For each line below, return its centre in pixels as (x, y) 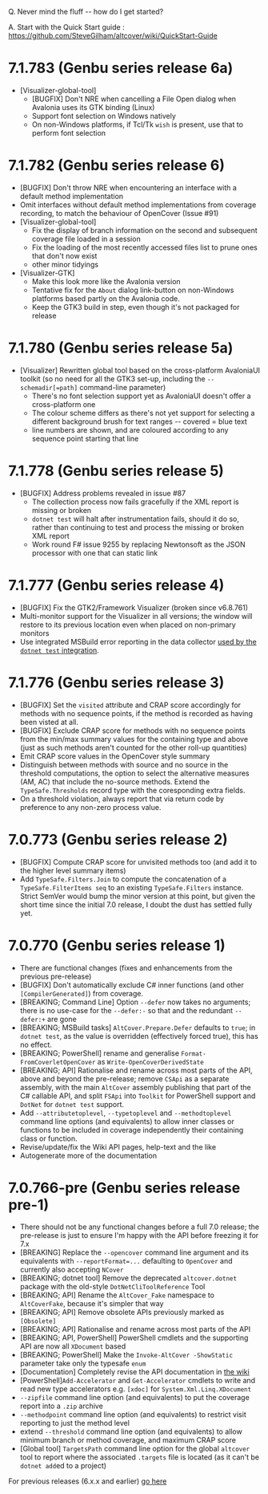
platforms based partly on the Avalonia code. (106, 298)
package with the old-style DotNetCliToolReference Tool (112, 1287)
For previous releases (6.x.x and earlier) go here (88, 1481)
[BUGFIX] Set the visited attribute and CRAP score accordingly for (130, 705)
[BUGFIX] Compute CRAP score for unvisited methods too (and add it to (138, 861)
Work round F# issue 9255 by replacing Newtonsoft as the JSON (138, 544)
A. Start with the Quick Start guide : (67, 27)
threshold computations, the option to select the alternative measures (134, 773)
